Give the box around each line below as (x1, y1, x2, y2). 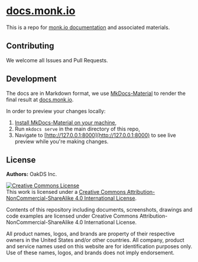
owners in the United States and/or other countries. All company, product (6, 237, 184, 244)
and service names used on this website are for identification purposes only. (6, 243, 193, 250)
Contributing (6, 41, 54, 51)
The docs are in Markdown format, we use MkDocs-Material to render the (6, 90, 186, 97)
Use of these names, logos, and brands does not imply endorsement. (6, 249, 175, 256)
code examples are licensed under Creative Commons (6, 212, 139, 220)
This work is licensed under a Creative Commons (6, 188, 126, 196)
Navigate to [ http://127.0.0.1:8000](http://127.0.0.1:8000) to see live (14, 132, 176, 139)
